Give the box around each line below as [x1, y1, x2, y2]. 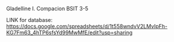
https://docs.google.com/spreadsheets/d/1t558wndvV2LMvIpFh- [6, 23, 168, 30]
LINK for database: [6, 17, 53, 23]
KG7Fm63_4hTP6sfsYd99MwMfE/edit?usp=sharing [6, 29, 133, 36]
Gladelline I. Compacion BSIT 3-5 [6, 5, 89, 12]
